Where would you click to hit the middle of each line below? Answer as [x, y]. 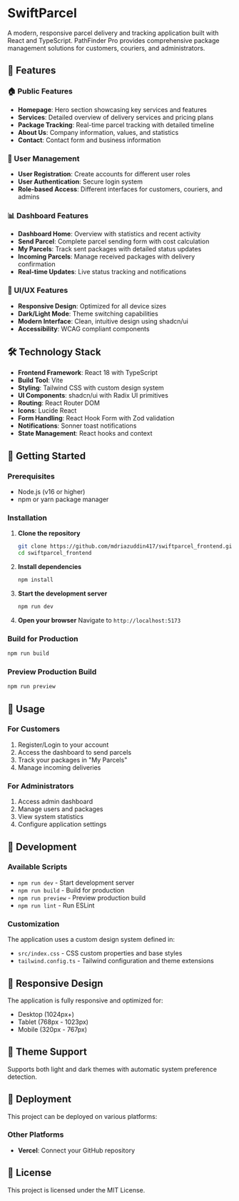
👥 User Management [44, 159]
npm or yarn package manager [63, 499]
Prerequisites [31, 476]
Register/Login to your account [63, 745]
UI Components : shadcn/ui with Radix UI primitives [93, 396]
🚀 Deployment [39, 1099]
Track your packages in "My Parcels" [72, 760]
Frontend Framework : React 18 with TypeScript [88, 373]
